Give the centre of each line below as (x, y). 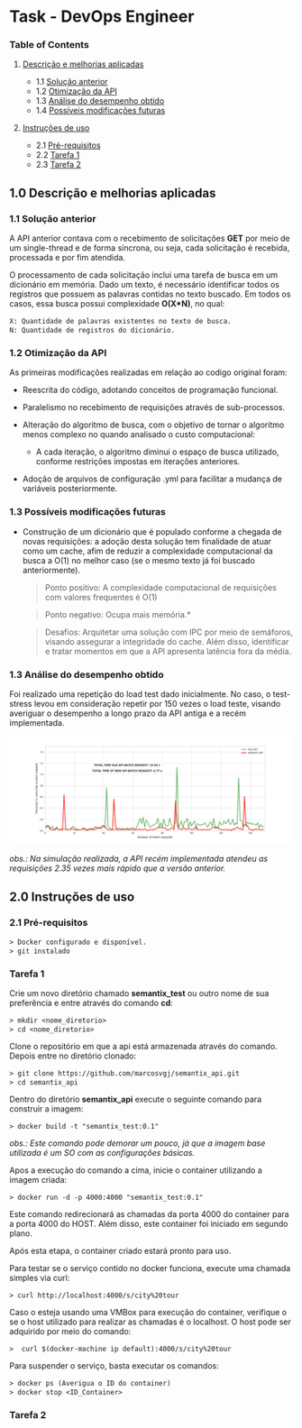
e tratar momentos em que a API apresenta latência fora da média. (168, 651)
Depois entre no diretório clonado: (73, 1056)
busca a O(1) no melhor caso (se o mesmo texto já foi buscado (138, 560)
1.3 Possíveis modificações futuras (88, 512)
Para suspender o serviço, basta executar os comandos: (114, 1366)
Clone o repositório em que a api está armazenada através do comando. (143, 1047)
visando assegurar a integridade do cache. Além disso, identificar (167, 641)
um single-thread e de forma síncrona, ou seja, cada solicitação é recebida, (150, 248)
